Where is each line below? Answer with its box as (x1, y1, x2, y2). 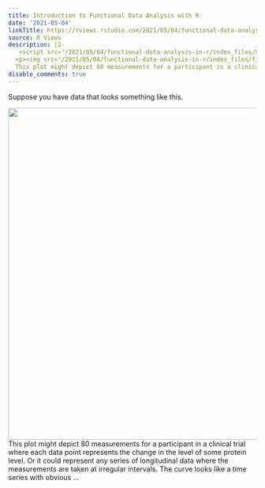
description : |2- (8, 41, 65, 49)
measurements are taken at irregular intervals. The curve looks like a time (8, 464, 247, 474)
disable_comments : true (8, 70, 87, 78)
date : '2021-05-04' (8, 19, 73, 27)
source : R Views (8, 33, 62, 42)
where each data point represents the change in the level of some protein (8, 447, 247, 456)
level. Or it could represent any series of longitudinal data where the (8, 456, 229, 465)
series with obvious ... (8, 472, 80, 482)
